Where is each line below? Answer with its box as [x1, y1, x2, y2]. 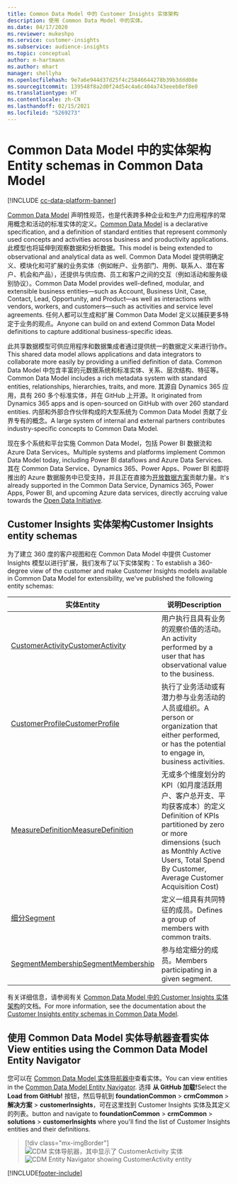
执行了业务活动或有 [161, 681, 225, 691]
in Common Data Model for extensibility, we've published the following [7, 574, 213, 582]
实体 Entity [65, 600, 101, 610]
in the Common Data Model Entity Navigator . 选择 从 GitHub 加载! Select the [7, 1083, 227, 1092]
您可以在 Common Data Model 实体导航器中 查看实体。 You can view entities [7, 1074, 228, 1083]
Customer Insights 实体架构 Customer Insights [7, 518, 214, 530]
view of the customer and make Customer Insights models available [29, 566, 228, 575]
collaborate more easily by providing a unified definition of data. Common [7, 357, 222, 366]
